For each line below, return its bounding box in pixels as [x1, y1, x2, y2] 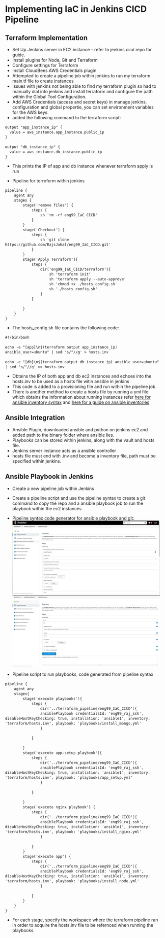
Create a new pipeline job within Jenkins [12, 486, 94, 491]
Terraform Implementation [5, 34, 88, 42]
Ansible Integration [5, 414, 65, 422]
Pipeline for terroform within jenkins [12, 178, 85, 183]
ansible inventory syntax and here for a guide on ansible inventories [12, 399, 150, 405]
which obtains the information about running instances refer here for [12, 394, 151, 400]
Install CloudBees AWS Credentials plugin [12, 68, 97, 73]
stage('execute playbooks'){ [23, 696, 82, 701]
